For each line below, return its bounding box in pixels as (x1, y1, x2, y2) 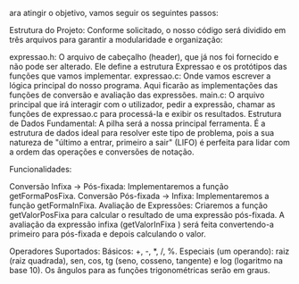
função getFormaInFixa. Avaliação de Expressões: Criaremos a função (9, 200, 268, 211)
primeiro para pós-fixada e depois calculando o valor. (9, 229, 207, 239)
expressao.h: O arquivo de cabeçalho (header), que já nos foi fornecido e (9, 52, 279, 62)
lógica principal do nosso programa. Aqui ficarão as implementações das (9, 80, 278, 90)
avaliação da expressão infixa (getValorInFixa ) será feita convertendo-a (9, 219, 275, 230)
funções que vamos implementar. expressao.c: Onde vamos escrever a (9, 71, 271, 81)
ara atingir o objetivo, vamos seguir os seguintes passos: (9, 8, 219, 18)
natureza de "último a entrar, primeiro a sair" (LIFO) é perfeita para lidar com (9, 138, 290, 147)
